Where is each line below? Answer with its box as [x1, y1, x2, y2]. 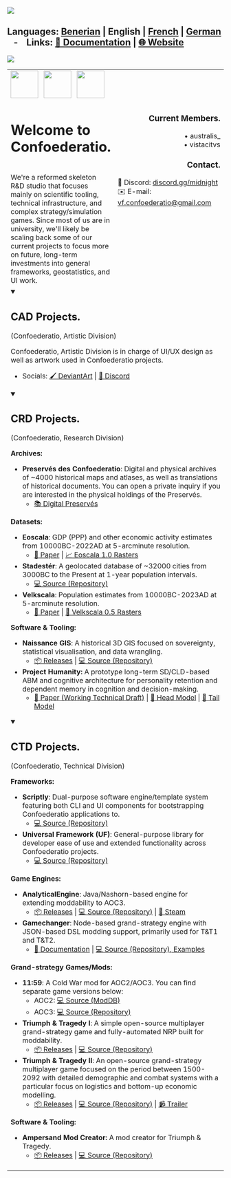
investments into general [10, 259, 91, 268]
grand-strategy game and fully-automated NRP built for [22, 1027, 204, 1036]
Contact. [186, 159, 221, 170]
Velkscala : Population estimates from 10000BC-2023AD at [22, 590, 217, 600]
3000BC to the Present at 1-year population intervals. [22, 570, 197, 579]
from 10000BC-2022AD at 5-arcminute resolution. [22, 541, 190, 550]
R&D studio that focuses [10, 181, 89, 191]
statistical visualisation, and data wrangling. [22, 647, 163, 656]
